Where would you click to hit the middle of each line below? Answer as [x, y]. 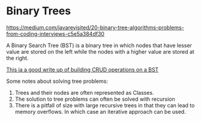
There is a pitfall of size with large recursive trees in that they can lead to [105, 105]
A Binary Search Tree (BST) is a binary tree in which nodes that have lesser [99, 45]
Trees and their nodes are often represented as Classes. [84, 92]
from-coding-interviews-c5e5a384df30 [55, 33]
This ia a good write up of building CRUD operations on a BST [82, 69]
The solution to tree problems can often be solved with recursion [95, 99]
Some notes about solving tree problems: [57, 81]
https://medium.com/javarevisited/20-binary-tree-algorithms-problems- [95, 27]
